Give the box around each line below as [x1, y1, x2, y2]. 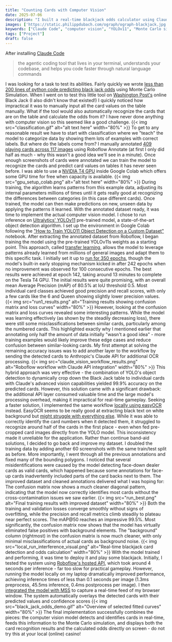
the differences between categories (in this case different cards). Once [5, 195, 155, 201]
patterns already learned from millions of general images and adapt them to [5, 250, 165, 256]
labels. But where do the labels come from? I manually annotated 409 [5, 140, 152, 147]
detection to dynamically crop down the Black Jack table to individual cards [5, 375, 165, 381]
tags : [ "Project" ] [5, 31, 45, 36]
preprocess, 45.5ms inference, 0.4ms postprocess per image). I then [5, 582, 150, 588]
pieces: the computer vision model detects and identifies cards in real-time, [5, 614, 165, 620]
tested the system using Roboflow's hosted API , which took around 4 [5, 560, 151, 566]
